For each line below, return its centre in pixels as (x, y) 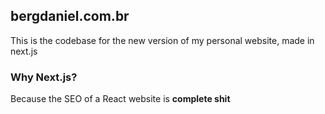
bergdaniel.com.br (70, 16)
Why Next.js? (44, 77)
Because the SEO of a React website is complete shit (120, 99)
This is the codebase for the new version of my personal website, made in (162, 40)
